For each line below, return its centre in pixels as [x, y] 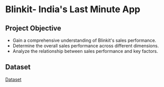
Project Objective [33, 28]
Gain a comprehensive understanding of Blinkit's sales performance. [84, 40]
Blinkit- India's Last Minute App [73, 9]
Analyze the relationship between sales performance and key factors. [85, 51]
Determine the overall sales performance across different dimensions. [86, 46]
